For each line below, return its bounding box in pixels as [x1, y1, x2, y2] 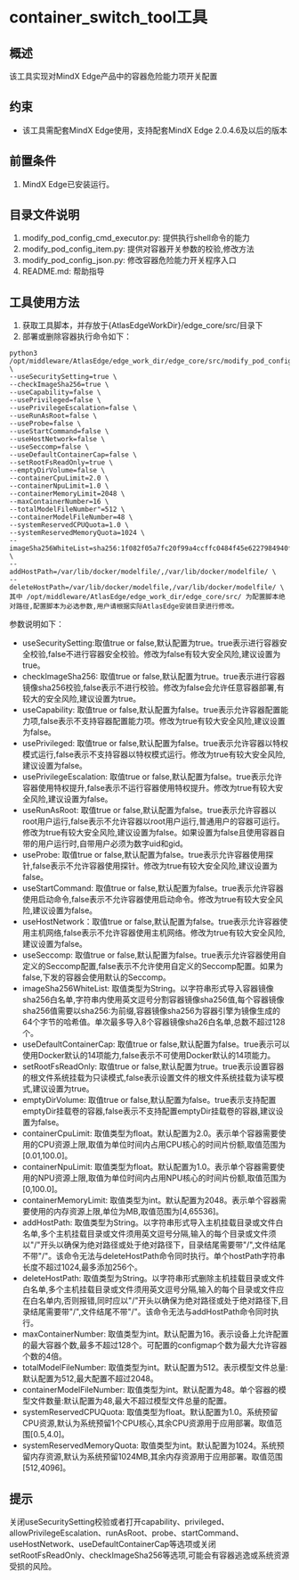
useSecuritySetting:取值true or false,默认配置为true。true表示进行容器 [21, 638, 280, 648]
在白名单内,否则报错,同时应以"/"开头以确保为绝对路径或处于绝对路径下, [21, 1296, 281, 1306]
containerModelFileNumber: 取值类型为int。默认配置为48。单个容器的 [21, 1385, 279, 1395]
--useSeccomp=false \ [9, 442, 90, 452]
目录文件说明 [9, 208, 80, 223]
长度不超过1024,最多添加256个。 [21, 1262, 142, 1272]
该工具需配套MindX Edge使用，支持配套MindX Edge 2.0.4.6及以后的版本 [21, 125, 287, 136]
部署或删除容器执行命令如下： [21, 331, 132, 342]
